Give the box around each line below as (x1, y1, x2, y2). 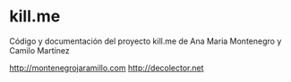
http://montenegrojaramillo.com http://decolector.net (9, 62, 204, 73)
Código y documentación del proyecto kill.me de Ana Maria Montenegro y (9, 36, 282, 46)
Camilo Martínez (9, 45, 70, 55)
